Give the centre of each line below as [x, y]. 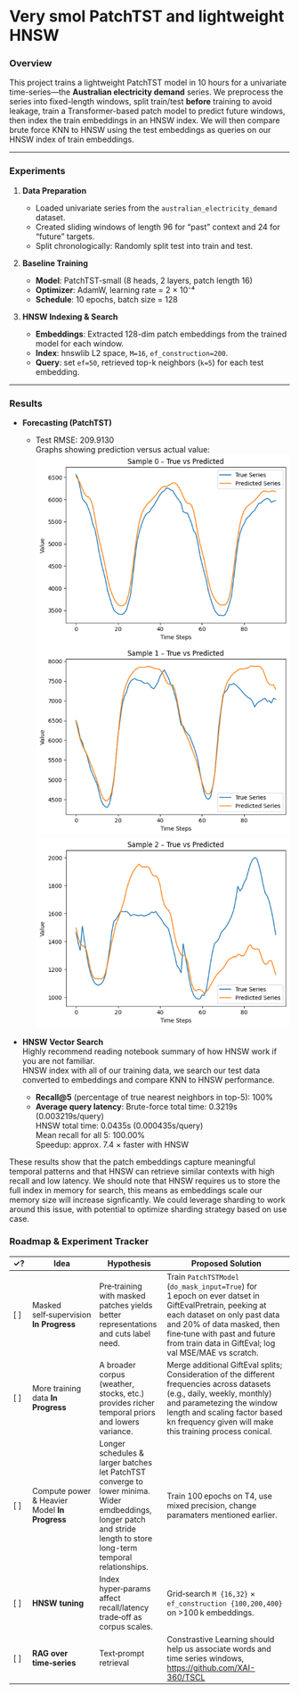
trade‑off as [121, 1617]
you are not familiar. [58, 1060]
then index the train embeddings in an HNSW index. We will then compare [145, 120]
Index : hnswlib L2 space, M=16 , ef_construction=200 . [132, 353]
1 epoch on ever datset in [213, 1295]
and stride [117, 1529]
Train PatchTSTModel [203, 1276]
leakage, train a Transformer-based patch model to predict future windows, [147, 111]
